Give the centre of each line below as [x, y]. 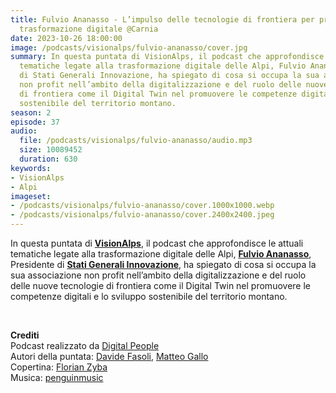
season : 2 [31, 112]
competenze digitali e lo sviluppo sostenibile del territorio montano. [149, 296]
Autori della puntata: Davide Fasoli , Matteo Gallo [109, 356]
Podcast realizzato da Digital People [85, 345]
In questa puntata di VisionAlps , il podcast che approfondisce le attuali [157, 243]
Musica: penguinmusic [57, 377]
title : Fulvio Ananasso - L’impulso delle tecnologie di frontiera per [162, 19]
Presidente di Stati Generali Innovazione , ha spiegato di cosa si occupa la [163, 264]
